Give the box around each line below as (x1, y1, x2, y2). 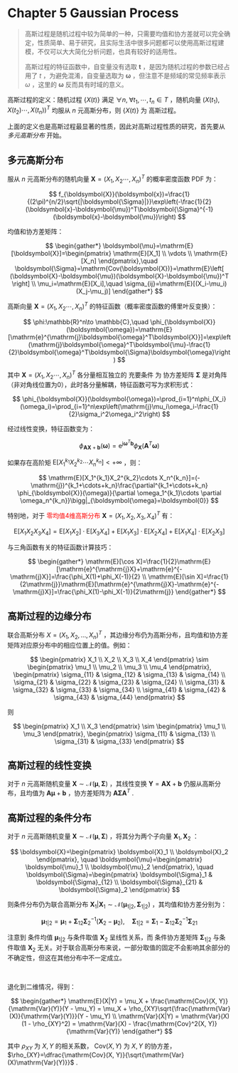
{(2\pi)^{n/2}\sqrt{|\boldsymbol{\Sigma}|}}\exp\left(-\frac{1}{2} (27, 197, 212, 206)
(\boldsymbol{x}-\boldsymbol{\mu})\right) (53, 212, 176, 222)
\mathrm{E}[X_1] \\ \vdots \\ (112, 249, 193, 258)
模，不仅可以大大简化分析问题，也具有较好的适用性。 (24, 47, 181, 56)
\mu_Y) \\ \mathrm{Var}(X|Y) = (90, 1012, 180, 1020)
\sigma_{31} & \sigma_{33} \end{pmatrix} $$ (54, 737, 185, 745)
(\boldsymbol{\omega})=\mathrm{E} (66, 325, 173, 333)
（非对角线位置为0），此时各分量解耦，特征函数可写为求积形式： (7, 380, 195, 389)
